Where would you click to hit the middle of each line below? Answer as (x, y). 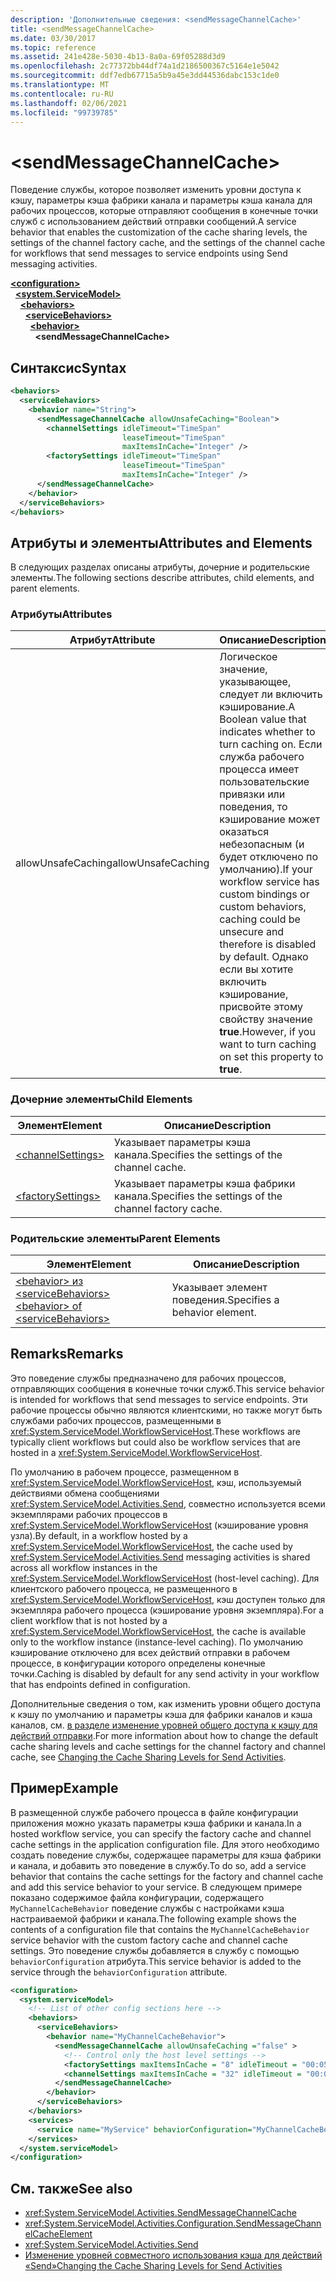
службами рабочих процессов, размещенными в (116, 1420)
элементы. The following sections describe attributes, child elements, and (162, 578)
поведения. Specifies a (225, 1300)
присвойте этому (261, 1007)
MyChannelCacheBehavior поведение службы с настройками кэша (147, 1908)
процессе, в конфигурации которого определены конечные (138, 1663)
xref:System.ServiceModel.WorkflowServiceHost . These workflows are (155, 1431)
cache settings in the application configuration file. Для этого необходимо (165, 1844)
